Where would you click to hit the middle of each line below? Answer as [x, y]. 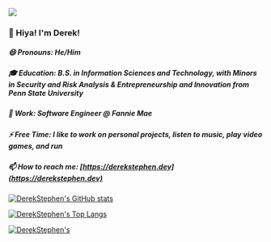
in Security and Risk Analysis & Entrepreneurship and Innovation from [129, 84]
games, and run [36, 146]
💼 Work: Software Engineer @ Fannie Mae [80, 114]
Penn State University [46, 93]
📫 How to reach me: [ [46, 167]
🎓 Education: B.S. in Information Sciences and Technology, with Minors [133, 73]
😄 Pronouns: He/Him [44, 52]
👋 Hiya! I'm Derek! [44, 32]
